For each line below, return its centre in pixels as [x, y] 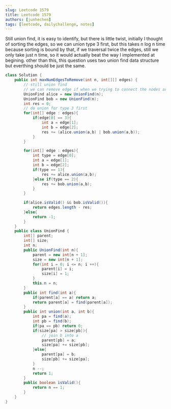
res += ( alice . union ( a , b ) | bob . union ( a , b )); [91, 132]
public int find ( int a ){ [50, 293]
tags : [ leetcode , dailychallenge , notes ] [50, 24]
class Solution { [24, 75]
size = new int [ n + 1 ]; [58, 260]
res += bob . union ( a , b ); [67, 184]
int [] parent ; [38, 236]
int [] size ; [36, 241]
